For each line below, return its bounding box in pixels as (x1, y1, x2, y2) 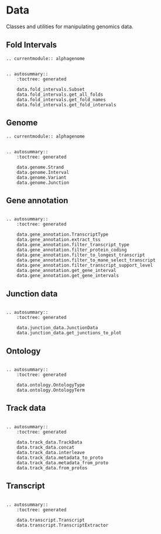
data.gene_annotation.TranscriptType (16, 231, 109, 238)
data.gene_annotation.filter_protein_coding (16, 247, 127, 253)
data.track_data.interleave (16, 449, 85, 455)
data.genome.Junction (16, 180, 69, 186)
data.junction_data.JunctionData (16, 325, 98, 331)
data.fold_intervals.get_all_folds (16, 92, 104, 98)
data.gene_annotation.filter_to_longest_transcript (16, 252, 145, 258)
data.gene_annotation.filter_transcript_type (16, 242, 130, 248)
